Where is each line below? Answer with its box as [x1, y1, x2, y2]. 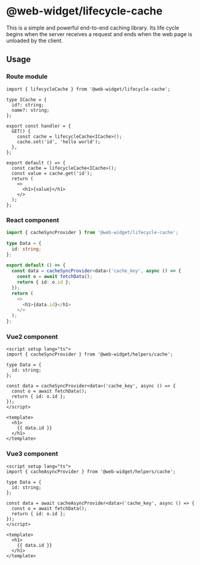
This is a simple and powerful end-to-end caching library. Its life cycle [6, 24, 180, 31]
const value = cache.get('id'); [11, 170, 93, 176]
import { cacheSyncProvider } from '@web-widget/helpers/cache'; [6, 351, 173, 357]
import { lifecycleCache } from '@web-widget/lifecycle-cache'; [6, 86, 171, 92]
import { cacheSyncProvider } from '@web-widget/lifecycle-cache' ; [6, 229, 179, 235]
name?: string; [11, 107, 50, 113]
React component [6, 215, 59, 224]
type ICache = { [6, 96, 47, 103]
